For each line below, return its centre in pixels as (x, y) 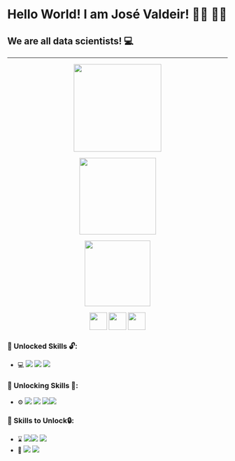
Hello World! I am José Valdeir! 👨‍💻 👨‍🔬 (117, 14)
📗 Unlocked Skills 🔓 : (43, 346)
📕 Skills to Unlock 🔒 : (41, 420)
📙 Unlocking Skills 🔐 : (43, 386)
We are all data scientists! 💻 (71, 41)
